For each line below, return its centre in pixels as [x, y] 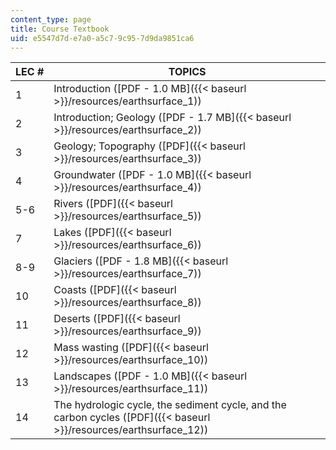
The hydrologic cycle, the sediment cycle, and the [170, 405]
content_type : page [51, 19]
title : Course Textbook [60, 29]
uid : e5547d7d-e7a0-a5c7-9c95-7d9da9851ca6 [102, 38]
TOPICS [187, 72]
